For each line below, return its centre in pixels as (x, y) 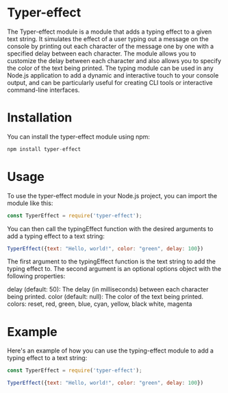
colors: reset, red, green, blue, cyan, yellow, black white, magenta (100, 304)
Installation (40, 118)
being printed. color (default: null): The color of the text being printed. (105, 297)
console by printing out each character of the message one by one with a (111, 46)
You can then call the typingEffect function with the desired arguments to (110, 228)
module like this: (30, 203)
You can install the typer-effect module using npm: (79, 136)
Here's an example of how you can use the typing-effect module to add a (111, 350)
